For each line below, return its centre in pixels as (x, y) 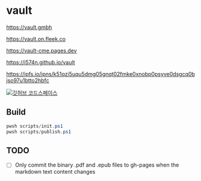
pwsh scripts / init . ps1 (35, 126)
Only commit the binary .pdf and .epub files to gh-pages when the (97, 165)
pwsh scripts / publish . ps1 (39, 132)
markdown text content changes (55, 172)
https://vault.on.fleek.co (36, 39)
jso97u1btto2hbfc (28, 80)
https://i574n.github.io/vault (41, 62)
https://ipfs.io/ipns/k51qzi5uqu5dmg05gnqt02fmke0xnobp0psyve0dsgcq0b (101, 74)
